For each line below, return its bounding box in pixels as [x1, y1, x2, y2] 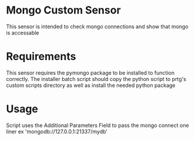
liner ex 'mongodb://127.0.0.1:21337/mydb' [6, 127, 107, 135]
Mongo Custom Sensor [6, 4, 122, 17]
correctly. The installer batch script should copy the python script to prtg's [6, 75, 187, 82]
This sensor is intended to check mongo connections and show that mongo [6, 23, 189, 30]
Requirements [6, 50, 76, 63]
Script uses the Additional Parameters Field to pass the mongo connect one [6, 122, 189, 129]
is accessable [6, 29, 39, 36]
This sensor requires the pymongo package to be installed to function [6, 69, 175, 76]
